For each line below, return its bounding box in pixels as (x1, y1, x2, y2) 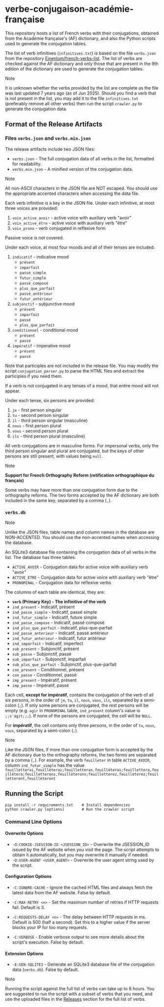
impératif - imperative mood (12, 343, 71, 348)
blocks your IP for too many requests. (12, 924, 88, 931)
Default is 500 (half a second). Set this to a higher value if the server (12, 919, 151, 925)
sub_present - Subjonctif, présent (12, 646, 79, 652)
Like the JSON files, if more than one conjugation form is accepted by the (5, 747, 153, 753)
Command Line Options (5, 818, 63, 825)
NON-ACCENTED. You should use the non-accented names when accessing (5, 534, 160, 540)
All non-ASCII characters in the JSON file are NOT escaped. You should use (5, 185, 158, 191)
